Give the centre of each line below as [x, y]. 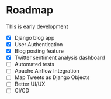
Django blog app [34, 37]
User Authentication [39, 44]
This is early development [37, 26]
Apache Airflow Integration [47, 71]
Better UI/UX [30, 84]
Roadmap [30, 10]
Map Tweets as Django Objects [52, 77]
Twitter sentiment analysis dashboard [60, 58]
